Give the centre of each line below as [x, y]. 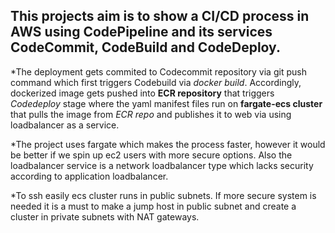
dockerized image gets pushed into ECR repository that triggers [142, 93]
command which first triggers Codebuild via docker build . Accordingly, [156, 82]
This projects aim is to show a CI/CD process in [160, 16]
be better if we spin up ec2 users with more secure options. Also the [151, 155]
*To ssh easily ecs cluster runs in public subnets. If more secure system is [163, 195]
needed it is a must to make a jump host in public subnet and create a [153, 206]
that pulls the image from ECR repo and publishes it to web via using [151, 114]
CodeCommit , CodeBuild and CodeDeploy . [145, 47]
